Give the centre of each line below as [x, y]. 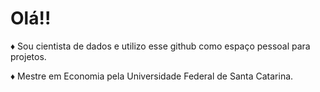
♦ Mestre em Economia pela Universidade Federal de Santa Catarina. [152, 76]
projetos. [28, 56]
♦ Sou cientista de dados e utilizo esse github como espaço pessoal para [160, 46]
